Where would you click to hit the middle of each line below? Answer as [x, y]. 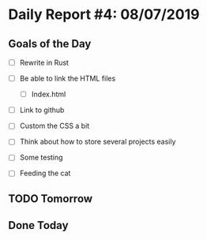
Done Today [38, 225]
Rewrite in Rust [44, 62]
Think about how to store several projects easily [98, 142]
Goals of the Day [50, 44]
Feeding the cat [45, 173]
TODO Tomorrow [51, 199]
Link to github [42, 110]
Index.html [49, 94]
